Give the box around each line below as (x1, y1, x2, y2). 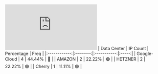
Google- (136, 51, 154, 56)
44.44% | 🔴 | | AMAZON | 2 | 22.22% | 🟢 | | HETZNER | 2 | (27, 56, 146, 62)
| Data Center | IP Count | (97, 46, 149, 51)
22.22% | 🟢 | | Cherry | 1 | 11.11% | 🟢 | (5, 63, 82, 69)
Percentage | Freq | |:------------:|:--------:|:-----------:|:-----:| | (5, 51, 136, 56)
